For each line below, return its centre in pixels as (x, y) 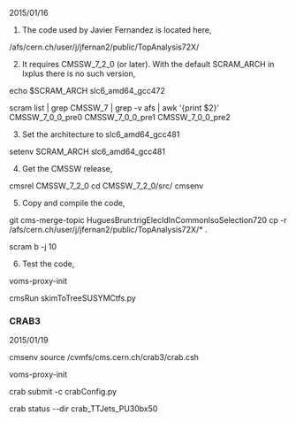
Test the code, (48, 264)
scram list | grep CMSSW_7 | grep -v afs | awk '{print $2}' (114, 108)
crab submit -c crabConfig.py (63, 392)
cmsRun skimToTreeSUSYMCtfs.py (73, 298)
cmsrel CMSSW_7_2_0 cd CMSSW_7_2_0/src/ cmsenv (106, 186)
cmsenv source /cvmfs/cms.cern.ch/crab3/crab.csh (104, 357)
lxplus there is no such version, (79, 73)
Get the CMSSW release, (67, 169)
